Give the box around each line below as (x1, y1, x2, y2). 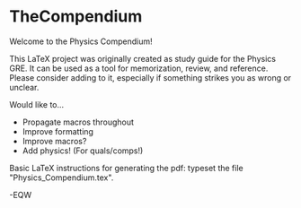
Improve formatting (22, 126, 94, 136)
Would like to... (9, 99, 65, 109)
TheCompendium (9, 6, 143, 27)
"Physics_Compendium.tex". (9, 172, 114, 183)
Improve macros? (22, 135, 87, 146)
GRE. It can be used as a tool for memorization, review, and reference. (9, 63, 269, 74)
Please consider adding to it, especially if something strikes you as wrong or (9, 72, 292, 82)
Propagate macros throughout (22, 117, 135, 127)
